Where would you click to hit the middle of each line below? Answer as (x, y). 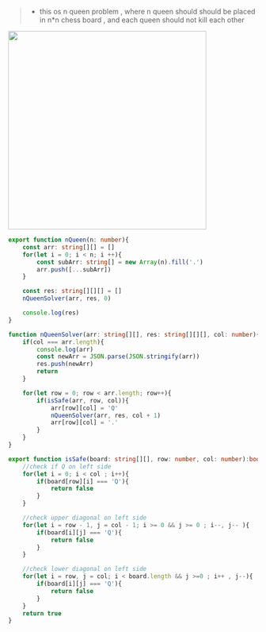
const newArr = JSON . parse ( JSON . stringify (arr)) (118, 356)
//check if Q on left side (67, 466)
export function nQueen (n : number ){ (68, 240)
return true (42, 613)
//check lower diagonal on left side (85, 569)
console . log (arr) (65, 349)
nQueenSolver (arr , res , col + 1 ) (105, 415)
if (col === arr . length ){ (63, 342)
